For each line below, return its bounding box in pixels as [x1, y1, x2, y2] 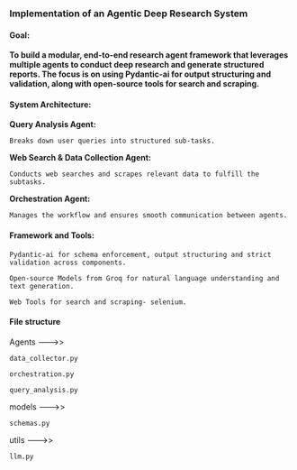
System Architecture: [9, 98, 92, 110]
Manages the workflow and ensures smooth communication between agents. [9, 211, 288, 220]
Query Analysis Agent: [9, 119, 96, 130]
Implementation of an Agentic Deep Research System [9, 7, 248, 20]
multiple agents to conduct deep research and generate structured [9, 60, 265, 70]
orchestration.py [9, 369, 75, 379]
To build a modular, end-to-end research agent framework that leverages [9, 50, 289, 60]
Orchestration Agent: [9, 193, 91, 205]
